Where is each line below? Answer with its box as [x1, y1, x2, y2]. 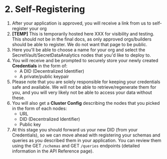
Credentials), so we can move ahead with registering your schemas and [12, 132, 160, 138]
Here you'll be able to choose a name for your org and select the [12, 47, 145, 53]
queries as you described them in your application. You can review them [12, 137, 161, 143]
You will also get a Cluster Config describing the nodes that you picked [12, 100, 160, 106]
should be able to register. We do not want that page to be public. [12, 41, 147, 47]
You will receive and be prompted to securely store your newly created [12, 57, 158, 63]
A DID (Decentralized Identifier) [19, 68, 85, 74]
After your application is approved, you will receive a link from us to [12, 20, 151, 26]
